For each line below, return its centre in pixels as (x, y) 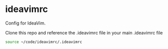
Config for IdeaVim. (25, 23)
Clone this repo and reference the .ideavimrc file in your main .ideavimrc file (84, 32)
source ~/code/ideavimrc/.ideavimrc (44, 42)
